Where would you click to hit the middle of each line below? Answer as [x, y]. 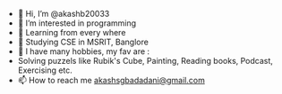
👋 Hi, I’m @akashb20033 [64, 14]
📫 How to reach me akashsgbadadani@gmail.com [111, 80]
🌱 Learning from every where [72, 32]
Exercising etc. [45, 70]
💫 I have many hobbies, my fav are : [84, 51]
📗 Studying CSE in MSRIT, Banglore [83, 42]
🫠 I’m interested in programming [77, 23]
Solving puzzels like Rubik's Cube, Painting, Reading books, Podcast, [145, 61]
